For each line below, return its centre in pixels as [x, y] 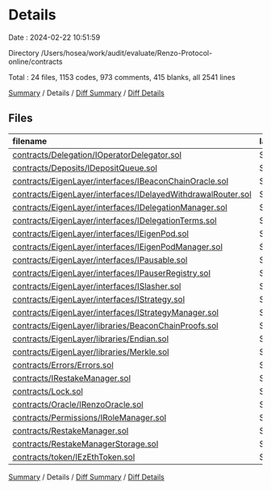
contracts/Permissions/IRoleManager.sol [90, 417]
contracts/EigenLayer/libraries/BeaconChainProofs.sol [116, 325]
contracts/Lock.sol [48, 391]
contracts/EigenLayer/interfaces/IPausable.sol [100, 260]
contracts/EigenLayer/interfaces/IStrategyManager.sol [116, 312]
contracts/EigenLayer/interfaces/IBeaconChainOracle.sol [121, 181]
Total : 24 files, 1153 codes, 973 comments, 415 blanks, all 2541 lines [122, 77]
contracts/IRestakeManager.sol [72, 378]
